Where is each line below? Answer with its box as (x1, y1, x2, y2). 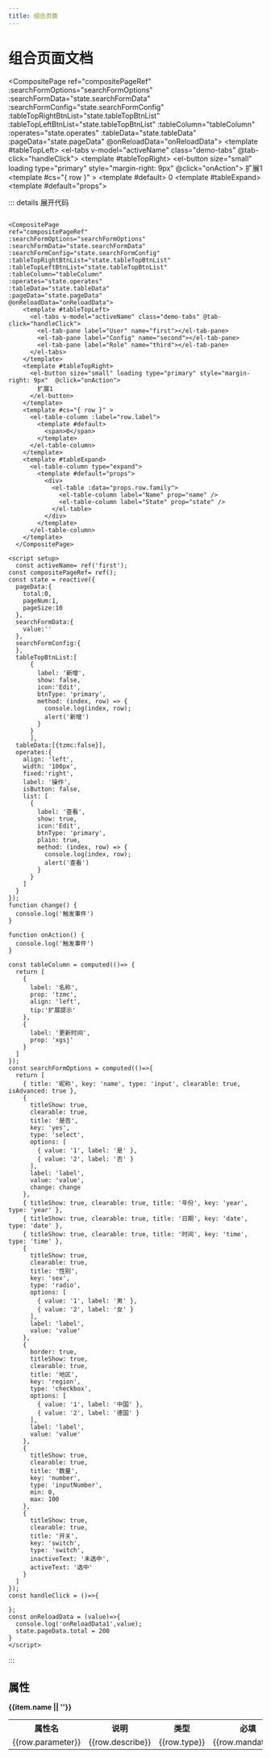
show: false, (37, 676, 81, 684)
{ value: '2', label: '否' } (37, 1155, 135, 1163)
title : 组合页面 (8, 11, 58, 20)
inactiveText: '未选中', (29, 1555, 110, 1563)
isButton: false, (23, 785, 81, 793)
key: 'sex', (29, 1273, 70, 1282)
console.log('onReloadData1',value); (15, 1620, 143, 1628)
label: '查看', (37, 808, 86, 816)
